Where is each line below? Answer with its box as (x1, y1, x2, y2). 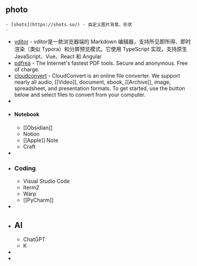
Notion (23, 131, 40, 138)
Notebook (14, 111, 40, 118)
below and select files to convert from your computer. (14, 91, 146, 98)
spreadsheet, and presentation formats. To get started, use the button (14, 84, 185, 91)
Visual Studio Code (23, 178, 70, 185)
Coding (14, 164, 36, 172)
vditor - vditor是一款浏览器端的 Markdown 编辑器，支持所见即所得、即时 (14, 38, 191, 45)
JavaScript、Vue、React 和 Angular (14, 53, 102, 60)
